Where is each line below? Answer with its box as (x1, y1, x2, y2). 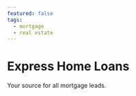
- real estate (13, 29, 53, 36)
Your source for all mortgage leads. (7, 82, 107, 90)
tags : (7, 16, 23, 23)
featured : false (7, 10, 53, 17)
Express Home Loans (7, 59, 130, 74)
